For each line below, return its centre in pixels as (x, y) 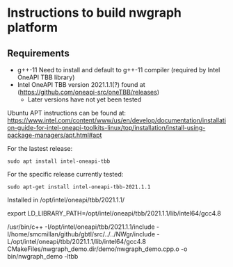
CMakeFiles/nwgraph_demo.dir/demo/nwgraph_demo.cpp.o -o (97, 249)
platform (32, 27)
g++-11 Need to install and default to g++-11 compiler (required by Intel (119, 70)
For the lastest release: (40, 148)
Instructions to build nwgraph (95, 13)
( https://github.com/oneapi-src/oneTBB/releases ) (88, 92)
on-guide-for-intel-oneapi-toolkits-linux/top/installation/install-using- (106, 128)
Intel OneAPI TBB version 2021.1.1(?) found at (81, 84)
